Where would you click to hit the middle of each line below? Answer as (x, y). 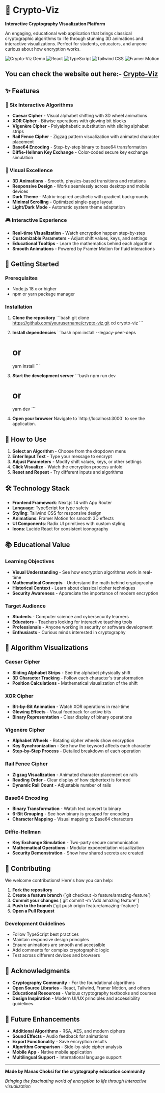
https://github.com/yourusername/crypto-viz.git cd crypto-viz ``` (78, 323)
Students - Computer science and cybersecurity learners (70, 617)
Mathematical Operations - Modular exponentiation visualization (78, 848)
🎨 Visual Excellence (29, 170)
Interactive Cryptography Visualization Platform (55, 24)
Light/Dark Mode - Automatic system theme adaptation (69, 207)
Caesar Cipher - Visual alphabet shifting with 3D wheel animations (80, 116)
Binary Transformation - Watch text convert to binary (67, 809)
